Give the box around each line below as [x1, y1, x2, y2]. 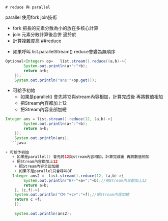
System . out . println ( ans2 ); [14, 211, 72, 216]
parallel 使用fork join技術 [5, 14, 57, 20]
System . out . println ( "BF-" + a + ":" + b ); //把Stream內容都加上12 [23, 178, 147, 183]
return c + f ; [14, 197, 42, 202]
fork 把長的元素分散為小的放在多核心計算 [12, 25, 99, 31]
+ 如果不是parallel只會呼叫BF [14, 169, 72, 174]
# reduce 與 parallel [5, 5, 50, 10]
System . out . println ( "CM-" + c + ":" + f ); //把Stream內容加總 [14, 192, 129, 197]
